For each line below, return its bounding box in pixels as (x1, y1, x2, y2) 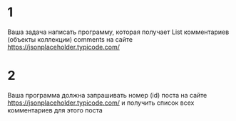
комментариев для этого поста (7, 105, 103, 114)
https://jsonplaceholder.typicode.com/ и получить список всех (7, 98, 195, 107)
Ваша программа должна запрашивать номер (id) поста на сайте (7, 91, 207, 99)
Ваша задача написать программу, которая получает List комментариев (7, 28, 230, 36)
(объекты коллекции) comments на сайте (7, 35, 133, 43)
